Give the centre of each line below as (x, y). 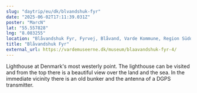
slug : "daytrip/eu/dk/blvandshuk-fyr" (53, 11)
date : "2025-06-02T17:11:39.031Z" (48, 17)
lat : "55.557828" (27, 28)
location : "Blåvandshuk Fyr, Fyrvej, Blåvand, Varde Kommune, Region (93, 39)
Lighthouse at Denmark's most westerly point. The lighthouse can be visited (98, 66)
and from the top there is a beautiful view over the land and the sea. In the (95, 72)
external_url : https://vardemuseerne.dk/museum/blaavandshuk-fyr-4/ (91, 50)
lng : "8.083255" (26, 33)
